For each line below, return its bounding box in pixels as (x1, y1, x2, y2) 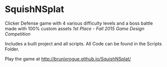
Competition (5, 31, 31, 37)
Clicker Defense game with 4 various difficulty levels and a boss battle (5, 20, 153, 26)
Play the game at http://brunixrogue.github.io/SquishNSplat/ (5, 55, 131, 61)
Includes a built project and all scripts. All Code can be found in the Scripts (5, 40, 162, 46)
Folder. (5, 46, 19, 52)
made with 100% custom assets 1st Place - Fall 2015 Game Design (5, 25, 145, 31)
